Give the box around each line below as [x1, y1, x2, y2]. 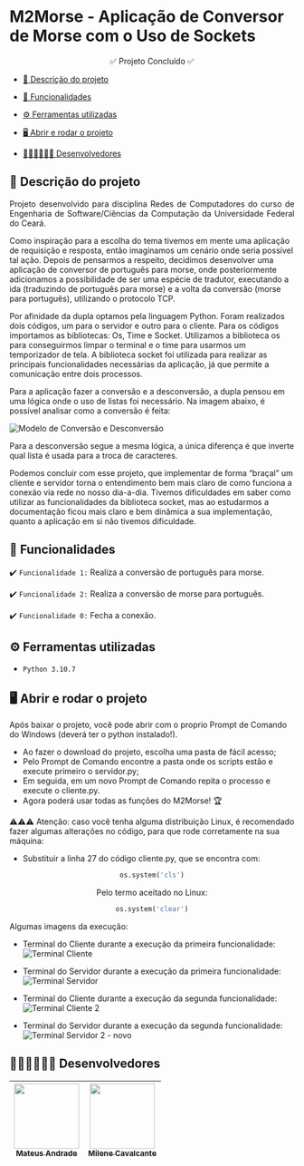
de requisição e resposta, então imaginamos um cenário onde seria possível [9, 245, 294, 256]
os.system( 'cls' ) [119, 870, 185, 880]
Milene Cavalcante [88, 1148, 157, 1158]
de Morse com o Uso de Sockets [9, 25, 256, 46]
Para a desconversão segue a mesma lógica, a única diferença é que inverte [9, 440, 295, 451]
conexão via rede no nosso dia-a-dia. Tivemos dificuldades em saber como [9, 487, 291, 498]
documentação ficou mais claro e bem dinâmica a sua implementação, [9, 506, 273, 517]
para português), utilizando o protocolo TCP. [9, 293, 176, 304]
